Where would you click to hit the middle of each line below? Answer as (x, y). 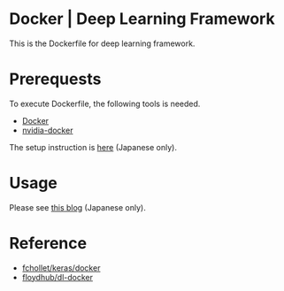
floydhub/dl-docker (57, 277)
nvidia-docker (47, 130)
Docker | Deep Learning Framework (142, 19)
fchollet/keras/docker (61, 268)
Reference (48, 243)
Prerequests (55, 79)
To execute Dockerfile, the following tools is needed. (105, 103)
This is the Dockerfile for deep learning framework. (102, 43)
